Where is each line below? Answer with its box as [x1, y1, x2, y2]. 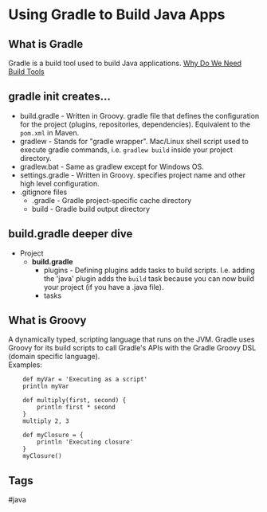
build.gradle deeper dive [8, 227, 133, 240]
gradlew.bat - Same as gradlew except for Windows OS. [19, 162, 205, 171]
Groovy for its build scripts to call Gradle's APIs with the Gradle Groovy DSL [8, 343, 257, 353]
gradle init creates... [8, 90, 112, 104]
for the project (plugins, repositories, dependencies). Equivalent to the [19, 119, 251, 129]
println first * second [37, 404, 116, 412]
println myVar [22, 382, 69, 391]
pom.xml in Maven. [19, 127, 80, 137]
